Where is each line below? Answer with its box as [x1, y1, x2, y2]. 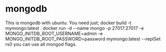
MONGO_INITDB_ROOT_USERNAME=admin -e [5, 30, 103, 36]
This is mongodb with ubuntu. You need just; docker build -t [5, 20, 132, 26]
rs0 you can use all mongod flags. [5, 41, 77, 47]
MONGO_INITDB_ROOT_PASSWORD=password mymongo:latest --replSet [5, 36, 161, 42]
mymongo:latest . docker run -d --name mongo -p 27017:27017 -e [5, 25, 144, 31]
